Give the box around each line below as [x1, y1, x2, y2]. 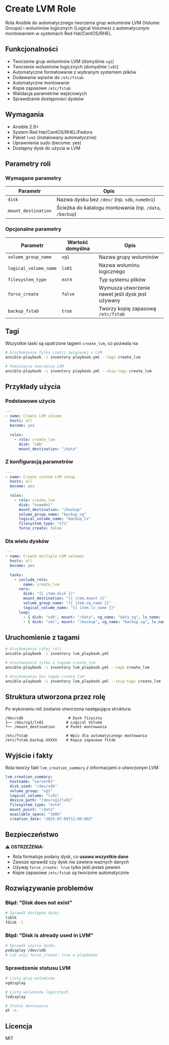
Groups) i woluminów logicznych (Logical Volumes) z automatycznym [5, 25, 149, 31]
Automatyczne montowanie [12, 79, 69, 85]
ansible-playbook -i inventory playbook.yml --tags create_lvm [5, 355, 141, 360]
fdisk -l [5, 920, 24, 925]
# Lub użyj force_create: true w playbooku [5, 952, 98, 957]
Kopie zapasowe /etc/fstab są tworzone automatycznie [12, 869, 129, 876]
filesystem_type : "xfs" [18, 521, 69, 526]
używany [99, 297, 121, 304]
